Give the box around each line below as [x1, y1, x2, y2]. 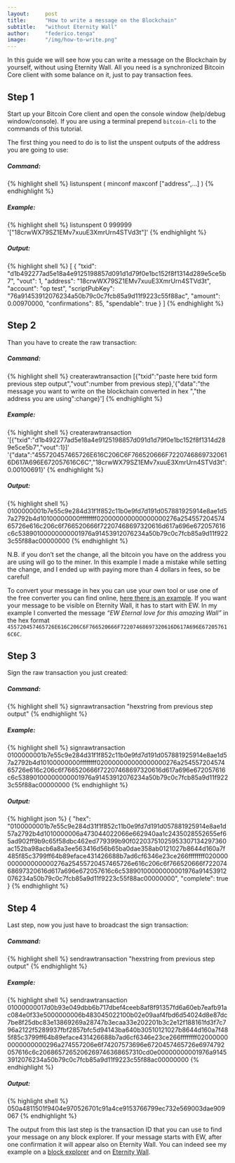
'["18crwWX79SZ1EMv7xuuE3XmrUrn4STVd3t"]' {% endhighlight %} [7, 228, 207, 236]
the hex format [7, 616, 51, 624]
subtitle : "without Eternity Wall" [7, 23, 118, 30]
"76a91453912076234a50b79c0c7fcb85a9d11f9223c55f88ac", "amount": [7, 291, 221, 300]
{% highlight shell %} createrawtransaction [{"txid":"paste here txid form [7, 372, 217, 380]
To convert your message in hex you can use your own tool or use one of [7, 586, 219, 594]
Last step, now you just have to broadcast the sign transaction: [7, 921, 189, 929]
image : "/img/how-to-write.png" [7, 37, 118, 44]
